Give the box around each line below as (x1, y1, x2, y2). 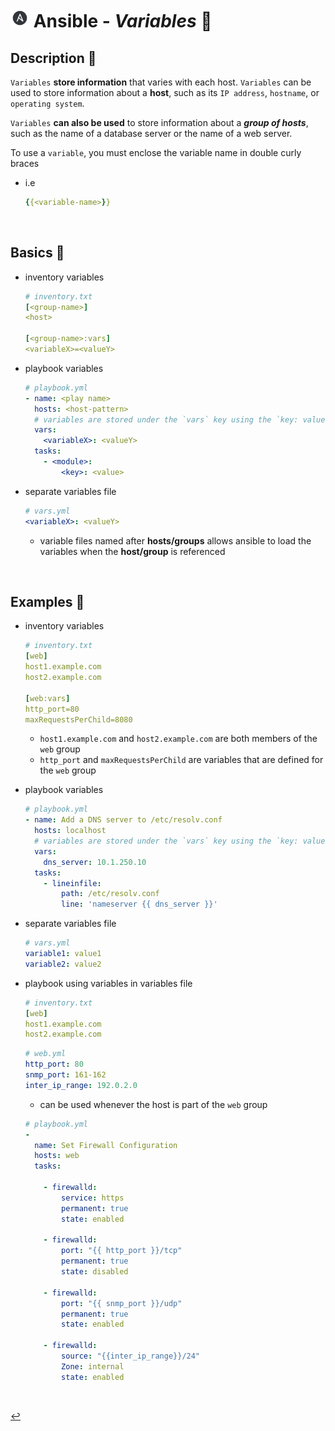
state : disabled (61, 1267, 129, 1277)
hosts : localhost (34, 826, 107, 836)
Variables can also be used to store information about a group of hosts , (10, 117, 309, 128)
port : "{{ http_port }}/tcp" (61, 1246, 183, 1256)
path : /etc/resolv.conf (61, 889, 160, 899)
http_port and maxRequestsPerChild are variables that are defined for (39, 754, 324, 766)
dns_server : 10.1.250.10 (43, 857, 147, 867)
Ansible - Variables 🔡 (33, 10, 213, 33)
